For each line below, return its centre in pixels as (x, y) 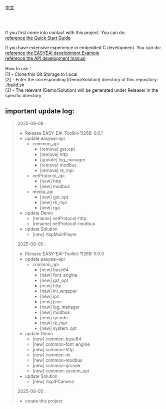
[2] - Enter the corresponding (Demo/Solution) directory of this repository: (82, 79)
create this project (44, 401)
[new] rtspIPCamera (53, 381)
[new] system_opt (58, 328)
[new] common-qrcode (56, 365)
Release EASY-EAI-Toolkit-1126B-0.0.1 (64, 133)
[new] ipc (49, 296)
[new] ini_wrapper (58, 291)
